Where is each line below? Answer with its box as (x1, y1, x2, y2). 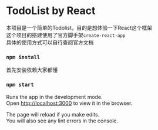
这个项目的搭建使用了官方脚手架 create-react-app (6, 31, 126, 39)
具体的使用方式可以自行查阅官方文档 (6, 39, 94, 46)
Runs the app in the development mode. (6, 93, 103, 100)
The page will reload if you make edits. (6, 111, 100, 118)
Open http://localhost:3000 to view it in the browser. (6, 100, 133, 107)
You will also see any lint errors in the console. (6, 117, 119, 124)
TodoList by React (6, 4, 96, 18)
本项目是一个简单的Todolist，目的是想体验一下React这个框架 (6, 24, 153, 31)
